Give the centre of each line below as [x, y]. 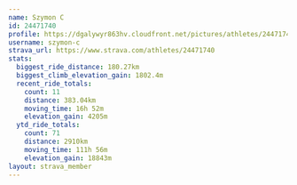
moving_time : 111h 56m [66, 149]
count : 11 [43, 92]
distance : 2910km [56, 141]
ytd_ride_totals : [48, 125]
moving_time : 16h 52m [64, 109]
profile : [24, 34]
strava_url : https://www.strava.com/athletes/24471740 [112, 51]
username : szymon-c [44, 42]
